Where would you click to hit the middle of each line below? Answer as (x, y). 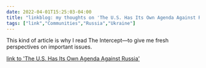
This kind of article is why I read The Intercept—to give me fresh (87, 41)
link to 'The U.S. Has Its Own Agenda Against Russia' (73, 59)
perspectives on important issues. (49, 47)
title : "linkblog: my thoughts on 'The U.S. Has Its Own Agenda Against (101, 18)
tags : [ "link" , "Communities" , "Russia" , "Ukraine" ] (71, 23)
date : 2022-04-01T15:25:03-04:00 (49, 12)
